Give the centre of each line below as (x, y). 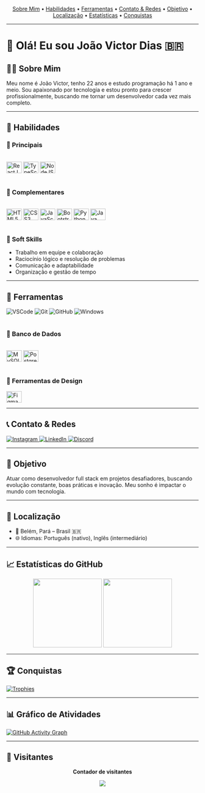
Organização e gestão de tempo (56, 272)
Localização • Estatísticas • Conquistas (103, 15)
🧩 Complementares (35, 192)
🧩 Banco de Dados (34, 334)
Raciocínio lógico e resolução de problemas (70, 259)
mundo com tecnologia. (36, 492)
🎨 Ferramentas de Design (45, 381)
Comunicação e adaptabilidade (54, 266)
